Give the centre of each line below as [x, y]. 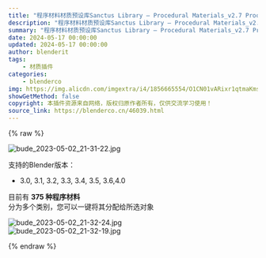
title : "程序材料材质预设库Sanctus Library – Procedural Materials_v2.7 [125, 15]
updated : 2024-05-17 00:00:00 [58, 45]
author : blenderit [38, 52]
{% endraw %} [32, 246]
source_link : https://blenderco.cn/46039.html [86, 111]
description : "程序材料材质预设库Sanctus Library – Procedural [109, 23]
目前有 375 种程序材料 [44, 197]
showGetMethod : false [44, 96]
